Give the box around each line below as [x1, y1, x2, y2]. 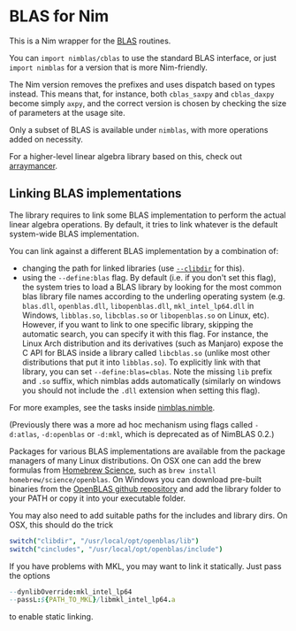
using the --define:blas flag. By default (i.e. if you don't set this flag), [21, 272, 277, 282]
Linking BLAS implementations [9, 186, 182, 201]
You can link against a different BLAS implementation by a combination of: [9, 245, 279, 256]
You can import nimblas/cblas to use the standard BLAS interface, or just [9, 52, 277, 63]
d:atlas [9, 430, 38, 439]
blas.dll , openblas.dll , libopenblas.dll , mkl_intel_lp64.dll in [21, 300, 254, 311]
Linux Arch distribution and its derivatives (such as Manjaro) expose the [21, 338, 284, 349]
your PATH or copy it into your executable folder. [9, 493, 186, 504]
